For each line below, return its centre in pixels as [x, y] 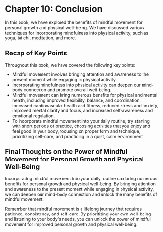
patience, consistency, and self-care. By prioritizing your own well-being [78, 214]
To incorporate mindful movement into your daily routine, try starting [81, 121]
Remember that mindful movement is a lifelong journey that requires [73, 209]
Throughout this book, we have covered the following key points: [70, 65]
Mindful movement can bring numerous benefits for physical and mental [85, 95]
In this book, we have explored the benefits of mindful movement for [74, 22]
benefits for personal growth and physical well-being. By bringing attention [81, 184]
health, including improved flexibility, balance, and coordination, [76, 100]
